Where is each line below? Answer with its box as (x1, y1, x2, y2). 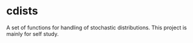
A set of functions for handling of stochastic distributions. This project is (6, 24, 187, 31)
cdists (6, 4, 38, 18)
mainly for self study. (6, 30, 59, 37)
